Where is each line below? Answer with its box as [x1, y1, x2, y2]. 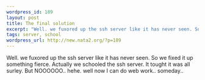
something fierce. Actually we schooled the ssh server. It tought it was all [6, 60, 190, 68]
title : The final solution [6, 20, 75, 26]
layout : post [6, 15, 40, 21]
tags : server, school [6, 32, 62, 38]
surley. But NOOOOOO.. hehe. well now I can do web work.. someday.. [6, 67, 184, 74]
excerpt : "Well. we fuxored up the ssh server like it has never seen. [6, 26, 192, 32]
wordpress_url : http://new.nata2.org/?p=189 [6, 37, 121, 43]
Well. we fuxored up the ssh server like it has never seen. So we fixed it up [6, 54, 193, 61]
